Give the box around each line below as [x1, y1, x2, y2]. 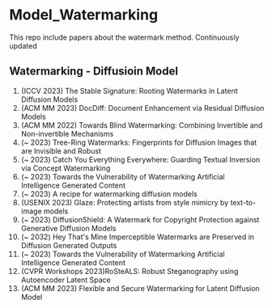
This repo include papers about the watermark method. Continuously [9, 32, 240, 42]
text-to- [230, 197, 257, 207]
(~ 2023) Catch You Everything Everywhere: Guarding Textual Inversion [20, 154, 261, 164]
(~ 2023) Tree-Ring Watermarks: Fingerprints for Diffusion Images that [20, 137, 257, 147]
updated [9, 40, 37, 50]
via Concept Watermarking [20, 163, 111, 173]
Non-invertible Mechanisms [20, 129, 114, 138]
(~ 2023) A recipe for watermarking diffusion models [20, 188, 198, 199]
